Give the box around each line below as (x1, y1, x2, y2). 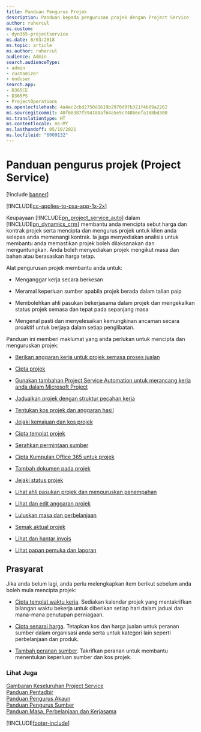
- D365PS (6, 93, 28, 99)
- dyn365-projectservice (6, 31, 68, 37)
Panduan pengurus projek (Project (6, 158, 181, 172)
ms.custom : (6, 25, 34, 32)
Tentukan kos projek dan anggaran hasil (14, 406, 114, 413)
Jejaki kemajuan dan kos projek (14, 418, 93, 425)
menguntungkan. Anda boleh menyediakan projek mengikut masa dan (6, 246, 179, 253)
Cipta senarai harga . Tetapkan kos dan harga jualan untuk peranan (14, 622, 179, 630)
